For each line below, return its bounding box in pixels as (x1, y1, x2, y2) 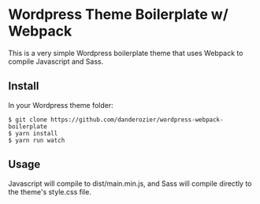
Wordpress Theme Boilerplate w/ (8, 6, 228, 24)
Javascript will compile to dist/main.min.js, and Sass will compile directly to (8, 179, 252, 188)
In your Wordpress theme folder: (8, 100, 114, 109)
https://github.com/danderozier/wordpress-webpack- (50, 116, 224, 124)
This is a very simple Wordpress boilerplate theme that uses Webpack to (8, 48, 243, 57)
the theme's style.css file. (8, 187, 92, 196)
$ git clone (8, 116, 47, 124)
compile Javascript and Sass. (8, 57, 104, 66)
